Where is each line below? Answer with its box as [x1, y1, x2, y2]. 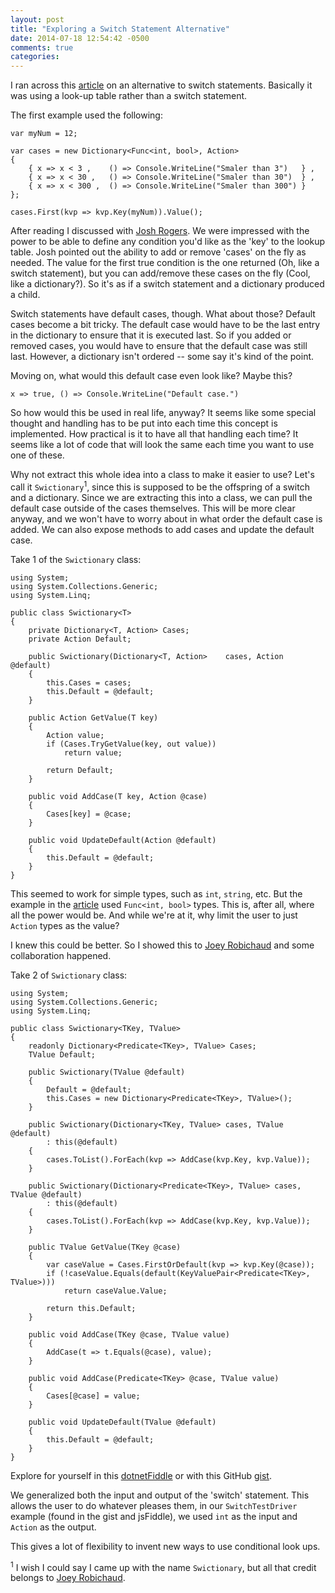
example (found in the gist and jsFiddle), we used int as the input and [10, 1510, 298, 1522]
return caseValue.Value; [63, 1286, 168, 1296]
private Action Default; [28, 634, 132, 644]
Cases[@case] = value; [46, 1391, 141, 1401]
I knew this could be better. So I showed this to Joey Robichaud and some [10, 939, 315, 951]
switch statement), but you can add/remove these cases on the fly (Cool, [10, 267, 311, 280]
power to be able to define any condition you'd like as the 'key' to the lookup [10, 236, 326, 248]
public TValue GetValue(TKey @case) [28, 1242, 182, 1252]
